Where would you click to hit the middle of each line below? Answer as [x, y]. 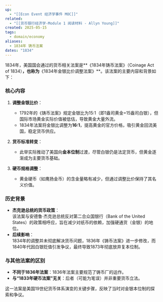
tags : [10, 32]
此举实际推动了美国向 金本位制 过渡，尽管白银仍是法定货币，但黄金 [86, 152]
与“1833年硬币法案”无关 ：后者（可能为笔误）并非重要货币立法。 [77, 278]
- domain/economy [27, 37]
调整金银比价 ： [27, 102]
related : [14, 19]
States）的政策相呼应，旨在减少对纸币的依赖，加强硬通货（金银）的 [81, 222]
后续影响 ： [23, 235]
